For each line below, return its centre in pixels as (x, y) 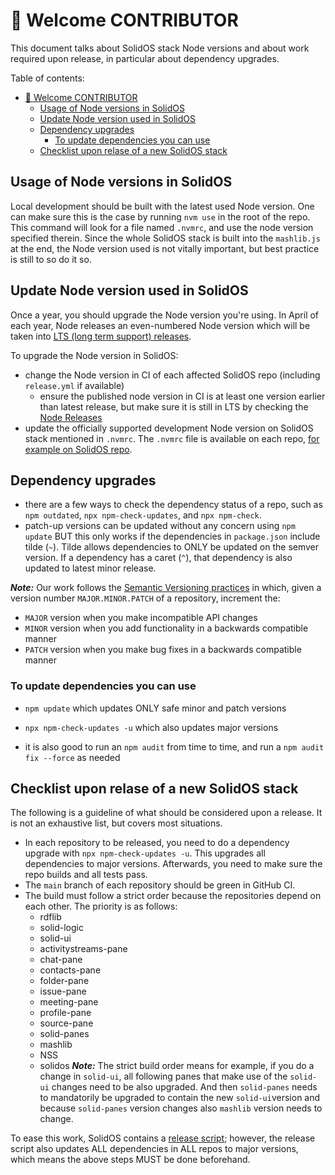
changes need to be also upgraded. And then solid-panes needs (184, 1087)
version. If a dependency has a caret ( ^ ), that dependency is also (158, 558)
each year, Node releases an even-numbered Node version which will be (160, 325)
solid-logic (61, 928)
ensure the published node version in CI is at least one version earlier (182, 396)
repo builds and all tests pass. (86, 875)
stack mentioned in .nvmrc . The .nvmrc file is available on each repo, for (172, 438)
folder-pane (64, 981)
